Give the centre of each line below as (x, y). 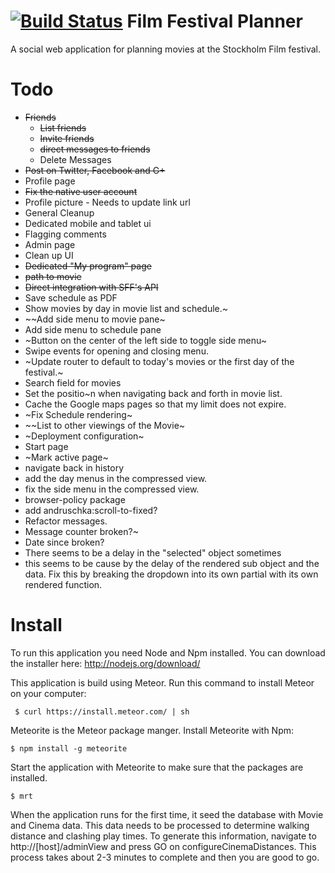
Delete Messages (75, 159)
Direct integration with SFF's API (91, 287)
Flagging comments (65, 234)
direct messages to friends (95, 149)
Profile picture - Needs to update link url (107, 202)
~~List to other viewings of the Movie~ (105, 425)
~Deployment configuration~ (84, 436)
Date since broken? (64, 542)
